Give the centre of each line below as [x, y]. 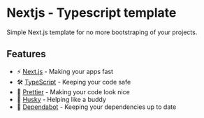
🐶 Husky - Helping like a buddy [61, 99]
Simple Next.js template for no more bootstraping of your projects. [102, 32]
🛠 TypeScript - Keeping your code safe [74, 82]
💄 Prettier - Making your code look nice [73, 91]
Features [26, 54]
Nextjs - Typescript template [92, 13]
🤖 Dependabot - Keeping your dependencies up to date [96, 107]
